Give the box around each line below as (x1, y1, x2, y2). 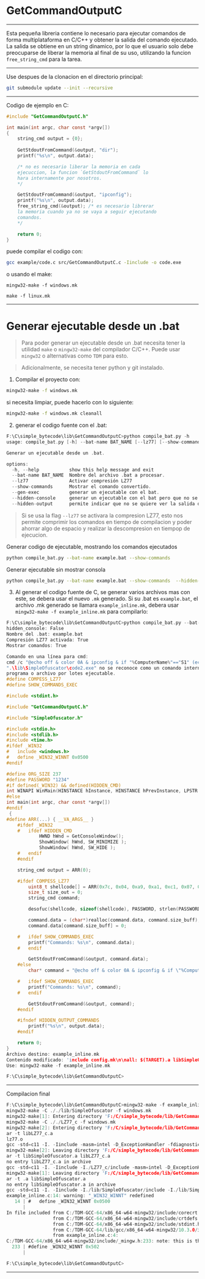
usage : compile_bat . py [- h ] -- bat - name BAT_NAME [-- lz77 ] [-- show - (6, 439, 182, 445)
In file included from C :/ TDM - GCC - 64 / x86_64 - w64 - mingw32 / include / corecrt (6, 1209, 198, 1216)
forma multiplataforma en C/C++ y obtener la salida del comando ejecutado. (6, 36, 198, 43)
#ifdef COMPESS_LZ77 (17, 878, 70, 884)
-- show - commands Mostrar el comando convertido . (12, 484, 151, 490)
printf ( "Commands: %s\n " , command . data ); (28, 939, 135, 945)
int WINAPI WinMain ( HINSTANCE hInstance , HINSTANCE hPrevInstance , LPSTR (6, 788, 198, 794)
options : (6, 461, 29, 467)
